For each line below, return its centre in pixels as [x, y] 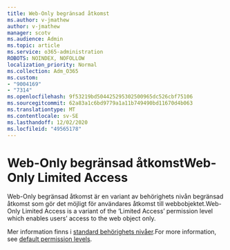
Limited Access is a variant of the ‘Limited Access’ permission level [117, 211]
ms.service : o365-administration [55, 52]
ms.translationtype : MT [41, 110]
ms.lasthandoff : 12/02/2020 [48, 122]
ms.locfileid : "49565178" [44, 129]
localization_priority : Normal [52, 65]
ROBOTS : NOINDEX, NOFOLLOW [46, 59]
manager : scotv [29, 33]
